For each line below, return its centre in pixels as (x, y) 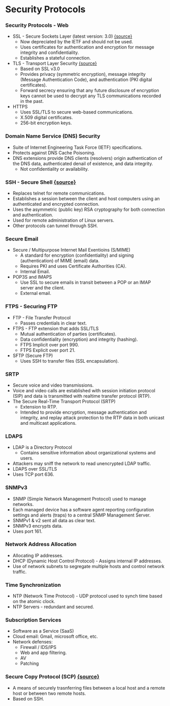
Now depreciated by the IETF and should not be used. (77, 42)
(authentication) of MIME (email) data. (60, 261)
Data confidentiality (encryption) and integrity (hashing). (79, 339)
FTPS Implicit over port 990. (49, 344)
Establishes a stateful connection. (56, 58)
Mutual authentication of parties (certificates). (68, 334)
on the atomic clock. (34, 602)
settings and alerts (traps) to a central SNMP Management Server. (81, 515)
